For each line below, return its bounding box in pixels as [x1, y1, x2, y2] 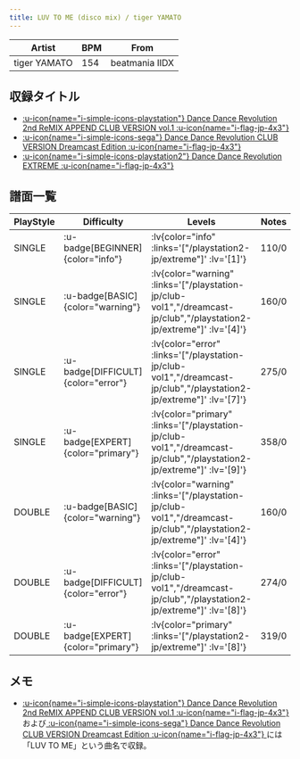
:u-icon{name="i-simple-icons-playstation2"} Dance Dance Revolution [21, 151, 283, 161]
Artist [30, 41, 56, 54]
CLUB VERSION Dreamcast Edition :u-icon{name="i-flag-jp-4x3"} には [21, 729, 283, 740]
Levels [187, 216, 216, 228]
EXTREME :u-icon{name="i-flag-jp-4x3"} [21, 161, 174, 171]
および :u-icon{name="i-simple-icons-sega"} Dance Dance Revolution [21, 718, 281, 729]
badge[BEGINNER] [63, 242, 143, 254]
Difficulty [82, 216, 124, 228]
